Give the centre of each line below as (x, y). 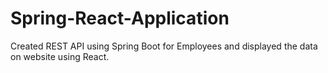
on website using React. (60, 56)
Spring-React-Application (120, 18)
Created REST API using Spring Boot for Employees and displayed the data (164, 46)
